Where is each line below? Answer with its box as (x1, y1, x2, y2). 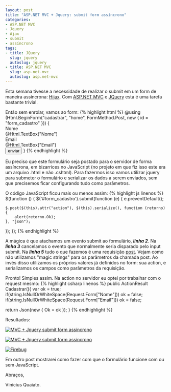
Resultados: (5, 316, 31, 323)
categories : (5, 17, 31, 22)
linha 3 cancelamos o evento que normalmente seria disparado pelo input (5, 243, 161, 249)
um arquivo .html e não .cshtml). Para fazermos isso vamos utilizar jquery (5, 169, 160, 175)
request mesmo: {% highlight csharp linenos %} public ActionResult (5, 280, 148, 286)
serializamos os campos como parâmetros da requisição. (5, 265, 126, 271)
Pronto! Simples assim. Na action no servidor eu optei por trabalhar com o (5, 275, 161, 281)
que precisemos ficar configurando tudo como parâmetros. (5, 180, 130, 186)
